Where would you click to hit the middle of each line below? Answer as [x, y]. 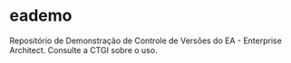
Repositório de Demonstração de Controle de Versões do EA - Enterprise [146, 40]
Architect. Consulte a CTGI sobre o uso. [83, 49]
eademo [41, 16]
